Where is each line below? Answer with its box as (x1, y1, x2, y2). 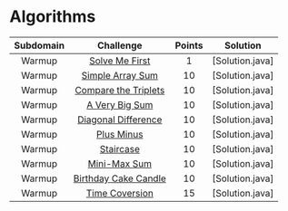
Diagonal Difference (76, 113, 163, 126)
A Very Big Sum (85, 98, 154, 110)
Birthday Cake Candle (73, 172, 166, 185)
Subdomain (14, 39, 65, 52)
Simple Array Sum (81, 69, 159, 82)
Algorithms (9, 6, 96, 27)
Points (174, 39, 204, 52)
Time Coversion (85, 187, 154, 199)
